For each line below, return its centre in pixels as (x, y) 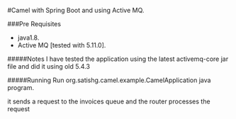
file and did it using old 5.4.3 (49, 66)
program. (21, 87)
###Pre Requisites (34, 24)
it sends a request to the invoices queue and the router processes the (109, 101)
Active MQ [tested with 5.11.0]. (62, 45)
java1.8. (28, 38)
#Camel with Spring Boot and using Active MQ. (76, 10)
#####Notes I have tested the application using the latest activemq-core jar (118, 59)
